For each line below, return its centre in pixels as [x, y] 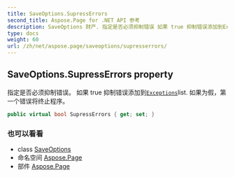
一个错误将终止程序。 [38, 101]
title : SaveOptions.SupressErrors [58, 14]
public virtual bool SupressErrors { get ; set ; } [81, 114]
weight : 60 [23, 40]
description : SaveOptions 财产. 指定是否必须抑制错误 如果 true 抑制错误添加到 [115, 27]
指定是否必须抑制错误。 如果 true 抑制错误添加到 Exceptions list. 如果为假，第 [117, 92]
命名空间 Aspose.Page [50, 157]
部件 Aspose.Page [43, 166]
